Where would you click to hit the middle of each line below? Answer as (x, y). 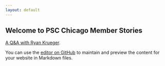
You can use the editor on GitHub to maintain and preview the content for (82, 53)
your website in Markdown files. (39, 58)
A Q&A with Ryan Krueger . (33, 43)
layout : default (23, 10)
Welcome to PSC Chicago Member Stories (74, 31)
